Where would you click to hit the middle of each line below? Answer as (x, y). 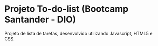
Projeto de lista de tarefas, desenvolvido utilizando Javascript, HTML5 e (79, 33)
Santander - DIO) (40, 20)
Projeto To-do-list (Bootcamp (67, 9)
